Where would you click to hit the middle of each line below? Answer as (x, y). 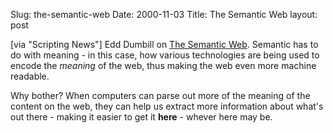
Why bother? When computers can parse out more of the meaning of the (160, 95)
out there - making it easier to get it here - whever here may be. (141, 117)
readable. (30, 76)
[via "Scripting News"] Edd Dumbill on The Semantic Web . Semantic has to (164, 44)
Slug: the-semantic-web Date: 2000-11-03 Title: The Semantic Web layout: (164, 14)
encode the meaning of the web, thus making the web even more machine (163, 65)
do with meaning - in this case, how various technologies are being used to (165, 55)
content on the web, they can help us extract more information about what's (167, 106)
